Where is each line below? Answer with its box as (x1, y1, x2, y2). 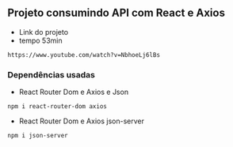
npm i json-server (7, 132, 68, 140)
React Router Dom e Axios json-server (18, 116, 144, 126)
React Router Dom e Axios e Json (18, 87, 128, 97)
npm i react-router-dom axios (7, 103, 108, 111)
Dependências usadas (7, 69, 96, 80)
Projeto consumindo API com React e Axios (7, 6, 225, 20)
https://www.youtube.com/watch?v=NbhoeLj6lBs (7, 51, 160, 58)
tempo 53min (18, 36, 63, 45)
